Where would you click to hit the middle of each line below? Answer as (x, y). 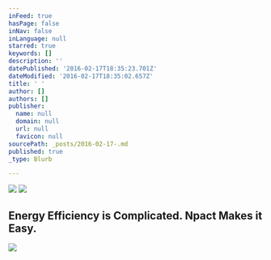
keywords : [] (30, 53)
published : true (36, 151)
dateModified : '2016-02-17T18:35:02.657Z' (81, 76)
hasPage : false (34, 23)
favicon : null (39, 136)
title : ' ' (27, 83)
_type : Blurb (30, 159)
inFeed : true (30, 16)
